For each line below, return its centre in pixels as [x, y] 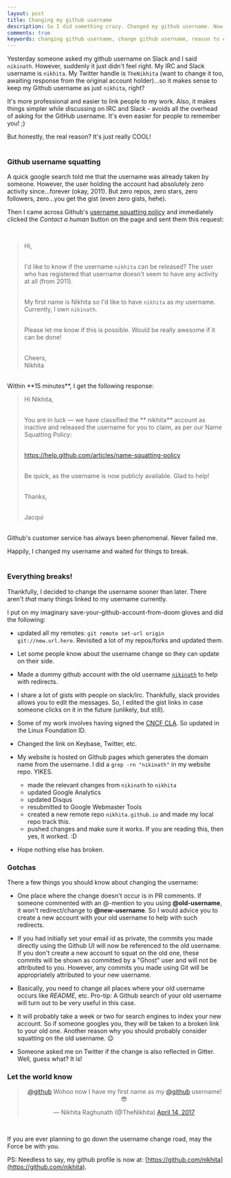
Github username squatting [54, 162]
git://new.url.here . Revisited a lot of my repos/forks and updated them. [120, 640]
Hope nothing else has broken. [60, 849]
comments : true [29, 33]
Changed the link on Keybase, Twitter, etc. [77, 743]
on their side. [36, 661]
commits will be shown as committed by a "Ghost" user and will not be [117, 960]
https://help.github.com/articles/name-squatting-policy [102, 455]
